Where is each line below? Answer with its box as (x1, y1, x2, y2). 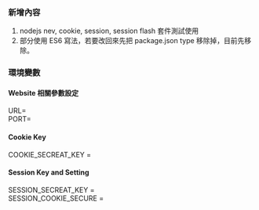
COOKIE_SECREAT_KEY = (8, 150, 92, 159)
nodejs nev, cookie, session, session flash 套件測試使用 (19, 26, 199, 36)
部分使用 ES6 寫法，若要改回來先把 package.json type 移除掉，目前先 (19, 36, 245, 45)
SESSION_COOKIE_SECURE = (8, 194, 104, 203)
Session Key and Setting (8, 168, 89, 177)
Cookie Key (8, 132, 47, 142)
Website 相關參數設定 (8, 88, 79, 97)
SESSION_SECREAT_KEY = (8, 185, 95, 194)
